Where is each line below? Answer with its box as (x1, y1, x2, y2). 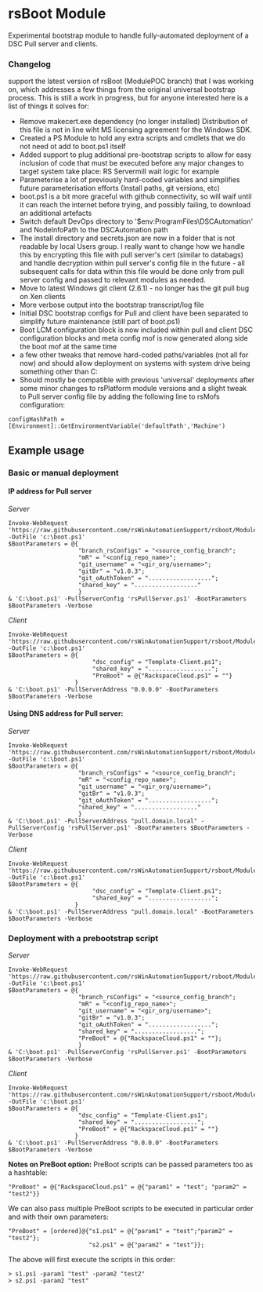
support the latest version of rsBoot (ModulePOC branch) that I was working (8, 76, 254, 86)
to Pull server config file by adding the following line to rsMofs (19, 392, 221, 401)
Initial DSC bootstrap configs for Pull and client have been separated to (19, 308, 249, 318)
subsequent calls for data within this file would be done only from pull (19, 267, 244, 276)
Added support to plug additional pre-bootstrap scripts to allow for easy (19, 150, 252, 159)
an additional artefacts (19, 209, 92, 218)
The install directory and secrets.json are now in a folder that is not (19, 233, 236, 243)
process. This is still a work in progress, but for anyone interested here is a (8, 93, 249, 103)
